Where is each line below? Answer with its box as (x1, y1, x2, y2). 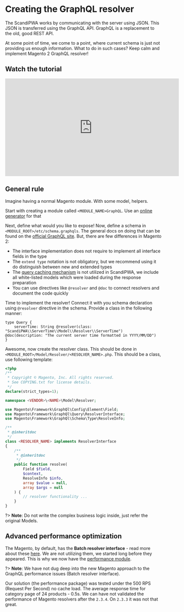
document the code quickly (12, 290, 68, 296)
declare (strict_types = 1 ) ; (5, 389, 59, 394)
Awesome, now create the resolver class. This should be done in (5, 346, 137, 352)
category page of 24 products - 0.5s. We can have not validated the (5, 591, 144, 597)
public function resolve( (14, 462, 68, 467)
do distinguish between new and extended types (12, 264, 113, 270)
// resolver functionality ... (23, 494, 88, 499)
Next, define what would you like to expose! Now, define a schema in (5, 222, 146, 229)
